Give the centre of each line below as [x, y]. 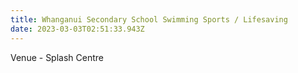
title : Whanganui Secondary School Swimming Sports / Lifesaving [149, 19]
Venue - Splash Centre [57, 57]
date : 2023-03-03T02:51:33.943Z [77, 29]
